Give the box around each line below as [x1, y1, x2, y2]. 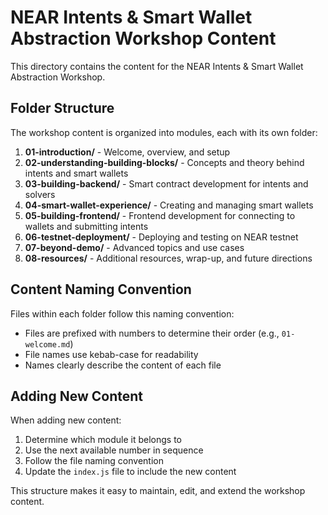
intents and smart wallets [24, 167, 129, 179]
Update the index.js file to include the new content [24, 466, 237, 478]
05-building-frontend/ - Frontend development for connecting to [24, 209, 296, 221]
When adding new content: [10, 414, 122, 426]
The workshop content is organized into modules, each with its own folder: [10, 126, 318, 138]
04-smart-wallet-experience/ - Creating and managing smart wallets [24, 199, 314, 211]
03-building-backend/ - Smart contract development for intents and [24, 177, 309, 190]
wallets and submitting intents [24, 220, 149, 232]
